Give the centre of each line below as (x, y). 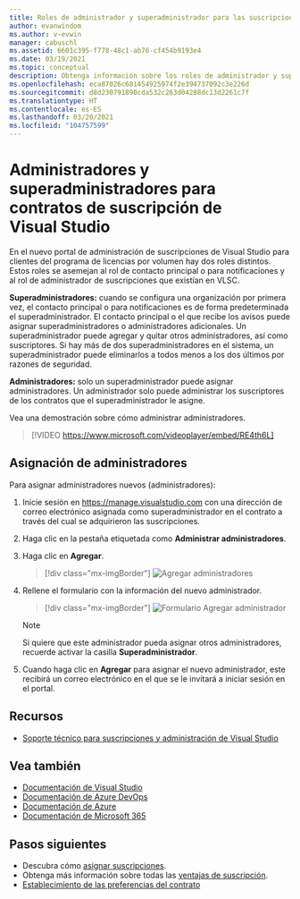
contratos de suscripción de (116, 208)
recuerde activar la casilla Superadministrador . (110, 652)
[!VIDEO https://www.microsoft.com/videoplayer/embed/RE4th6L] (152, 435)
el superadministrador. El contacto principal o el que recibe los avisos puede (150, 316)
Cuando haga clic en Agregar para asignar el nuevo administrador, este (154, 669)
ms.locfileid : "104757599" (59, 126)
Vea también (45, 766)
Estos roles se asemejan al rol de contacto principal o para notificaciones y (147, 270)
